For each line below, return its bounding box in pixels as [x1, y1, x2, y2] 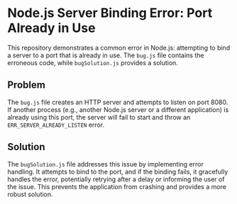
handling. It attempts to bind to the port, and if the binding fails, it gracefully [7, 167, 228, 176]
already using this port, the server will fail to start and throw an [7, 113, 191, 121]
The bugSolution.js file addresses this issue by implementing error [7, 159, 204, 168]
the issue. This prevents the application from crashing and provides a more [7, 182, 227, 191]
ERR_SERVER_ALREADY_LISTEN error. [7, 120, 105, 129]
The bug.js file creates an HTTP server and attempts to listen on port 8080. [7, 98, 228, 106]
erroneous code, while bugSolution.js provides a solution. [7, 58, 179, 67]
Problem [7, 79, 46, 91]
